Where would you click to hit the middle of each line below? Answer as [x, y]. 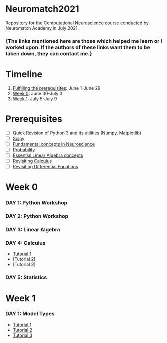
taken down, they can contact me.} [49, 53]
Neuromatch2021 [42, 9]
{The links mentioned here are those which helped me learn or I [84, 41]
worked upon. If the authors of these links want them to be [78, 47]
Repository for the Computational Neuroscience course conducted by [77, 23]
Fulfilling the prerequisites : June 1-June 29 [56, 88]
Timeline [24, 74]
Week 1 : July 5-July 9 [35, 99]
